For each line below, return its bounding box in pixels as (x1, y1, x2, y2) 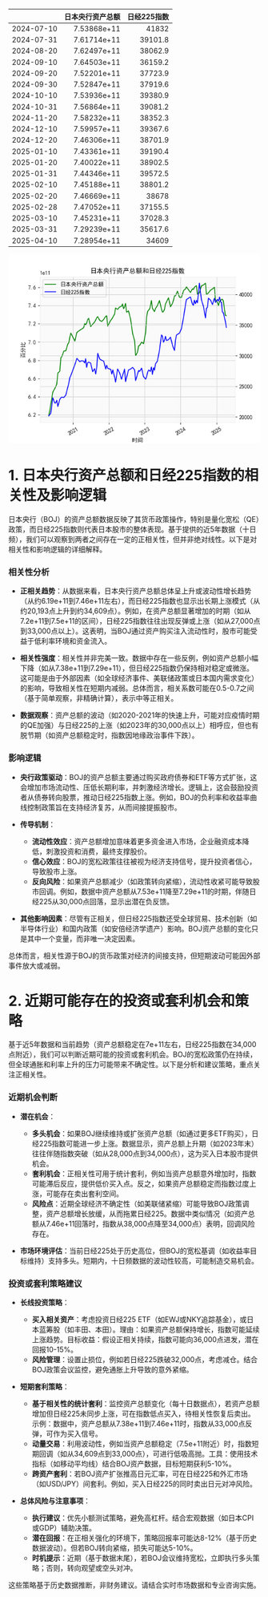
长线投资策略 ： (19, 1298, 70, 1308)
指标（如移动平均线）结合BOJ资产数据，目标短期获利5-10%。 (31, 1459, 236, 1469)
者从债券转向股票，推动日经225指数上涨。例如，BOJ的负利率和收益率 (19, 792, 250, 802)
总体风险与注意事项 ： (19, 1496, 90, 1506)
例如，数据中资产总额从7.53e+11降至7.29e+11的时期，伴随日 (59, 887, 257, 896)
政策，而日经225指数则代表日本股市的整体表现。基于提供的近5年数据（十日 (8, 524, 257, 534)
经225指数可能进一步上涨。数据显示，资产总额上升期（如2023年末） (31, 1138, 258, 1148)
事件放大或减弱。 (8, 960, 65, 970)
